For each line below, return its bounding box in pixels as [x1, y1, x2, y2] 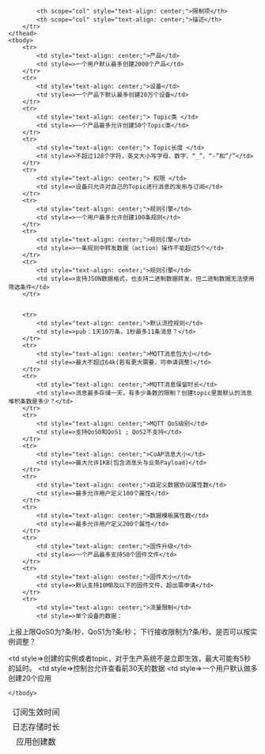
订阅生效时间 [12, 707, 61, 718]
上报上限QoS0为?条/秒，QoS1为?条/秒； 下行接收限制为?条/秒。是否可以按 [8, 627, 251, 636]
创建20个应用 [8, 673, 52, 683]
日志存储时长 [12, 722, 61, 732]
